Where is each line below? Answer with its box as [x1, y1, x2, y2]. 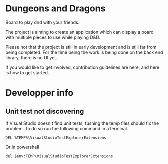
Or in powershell [5, 144, 39, 150]
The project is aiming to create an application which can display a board [5, 29, 154, 35]
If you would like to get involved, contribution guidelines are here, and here [5, 64, 160, 70]
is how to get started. [5, 69, 49, 75]
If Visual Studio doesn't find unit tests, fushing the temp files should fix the [5, 120, 159, 126]
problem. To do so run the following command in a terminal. [5, 125, 128, 131]
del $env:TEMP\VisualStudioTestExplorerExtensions [5, 153, 113, 159]
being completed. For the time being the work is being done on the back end [5, 49, 163, 55]
